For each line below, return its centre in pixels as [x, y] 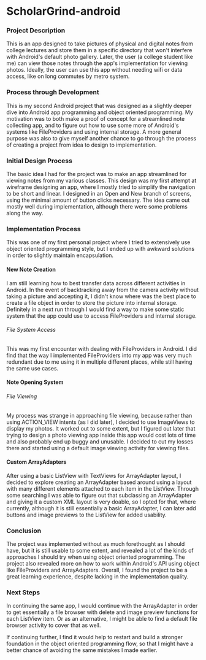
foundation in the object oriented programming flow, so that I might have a [100, 644]
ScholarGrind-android [63, 11]
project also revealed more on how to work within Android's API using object [103, 564]
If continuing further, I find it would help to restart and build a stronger [94, 637]
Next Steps [23, 592]
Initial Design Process [39, 161]
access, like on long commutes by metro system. [68, 76]
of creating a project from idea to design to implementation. [82, 145]
